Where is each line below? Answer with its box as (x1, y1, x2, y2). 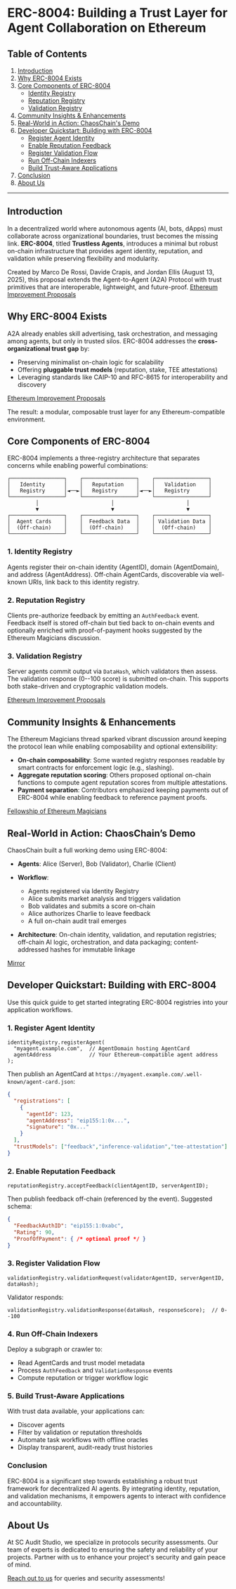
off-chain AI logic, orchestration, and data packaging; (17, 938, 173, 946)
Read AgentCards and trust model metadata (17, 1359, 145, 1367)
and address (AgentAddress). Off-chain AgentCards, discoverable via (7, 570, 209, 578)
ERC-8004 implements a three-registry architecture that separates (7, 454, 200, 462)
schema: (7, 1202, 32, 1211)
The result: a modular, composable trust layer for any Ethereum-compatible (7, 407, 225, 416)
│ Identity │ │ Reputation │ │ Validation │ (7, 481, 212, 488)
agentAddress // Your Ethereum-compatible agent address (13, 1052, 218, 1059)
